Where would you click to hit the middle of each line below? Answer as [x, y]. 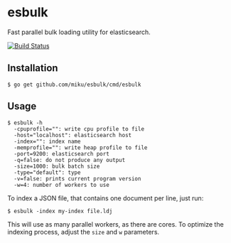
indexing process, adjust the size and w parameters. [84, 232]
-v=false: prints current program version [77, 178]
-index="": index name [47, 141]
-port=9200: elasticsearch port [62, 153]
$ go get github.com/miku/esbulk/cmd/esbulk [74, 85]
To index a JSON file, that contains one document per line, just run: [106, 198]
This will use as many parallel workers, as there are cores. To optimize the [116, 224]
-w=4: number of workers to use [62, 185]
